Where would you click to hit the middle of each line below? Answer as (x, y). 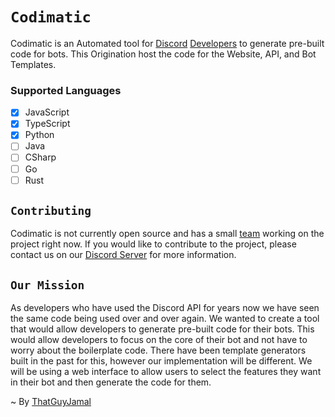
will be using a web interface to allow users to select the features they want (166, 372)
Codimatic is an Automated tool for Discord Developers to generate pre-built (167, 43)
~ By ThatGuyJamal (51, 402)
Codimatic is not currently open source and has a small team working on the (167, 234)
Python (39, 135)
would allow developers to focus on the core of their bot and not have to (159, 340)
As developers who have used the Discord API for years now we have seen (165, 308)
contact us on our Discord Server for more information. (123, 255)
